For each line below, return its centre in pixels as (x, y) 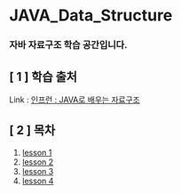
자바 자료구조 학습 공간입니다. (68, 45)
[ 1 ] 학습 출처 (43, 77)
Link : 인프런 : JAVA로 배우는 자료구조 (75, 100)
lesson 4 (38, 181)
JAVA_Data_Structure (91, 16)
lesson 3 (38, 171)
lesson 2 (38, 162)
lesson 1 (37, 152)
